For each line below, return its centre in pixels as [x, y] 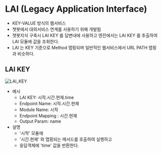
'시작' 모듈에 [31, 133]
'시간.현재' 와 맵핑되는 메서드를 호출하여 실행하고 [66, 139]
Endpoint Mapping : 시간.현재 [48, 115]
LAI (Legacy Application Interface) [76, 9]
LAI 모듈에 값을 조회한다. [36, 41]
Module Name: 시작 [39, 109]
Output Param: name [40, 121]
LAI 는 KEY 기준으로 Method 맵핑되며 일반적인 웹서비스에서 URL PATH [80, 47]
